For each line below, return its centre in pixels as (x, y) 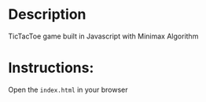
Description (47, 15)
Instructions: (51, 68)
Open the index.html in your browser (68, 89)
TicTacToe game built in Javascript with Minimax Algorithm (103, 36)
